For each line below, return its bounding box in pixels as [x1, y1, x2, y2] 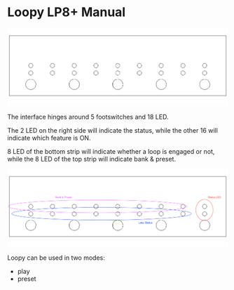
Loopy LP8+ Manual [7, 4, 126, 20]
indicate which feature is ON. [7, 133, 91, 142]
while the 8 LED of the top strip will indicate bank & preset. [7, 154, 177, 163]
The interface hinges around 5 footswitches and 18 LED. [7, 112, 169, 121]
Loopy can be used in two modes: [7, 253, 105, 262]
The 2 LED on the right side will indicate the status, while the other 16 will [7, 126, 219, 134]
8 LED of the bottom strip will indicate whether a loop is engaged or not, [7, 147, 215, 155]
